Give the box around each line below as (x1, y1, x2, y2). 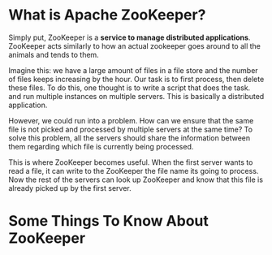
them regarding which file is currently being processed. (8, 141, 194, 151)
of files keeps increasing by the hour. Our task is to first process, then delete (8, 74, 265, 84)
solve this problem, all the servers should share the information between (8, 132, 251, 143)
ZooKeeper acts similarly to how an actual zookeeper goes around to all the (8, 41, 261, 50)
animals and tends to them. (8, 50, 99, 59)
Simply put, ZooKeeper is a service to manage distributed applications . (8, 32, 251, 42)
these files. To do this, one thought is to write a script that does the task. (8, 83, 251, 93)
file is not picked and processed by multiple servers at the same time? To (8, 124, 253, 134)
